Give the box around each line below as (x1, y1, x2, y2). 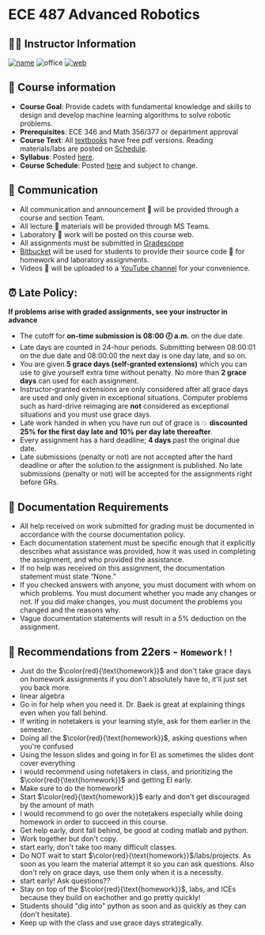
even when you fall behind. (19, 708, 108, 718)
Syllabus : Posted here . (19, 152, 95, 161)
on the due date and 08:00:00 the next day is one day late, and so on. (19, 351, 248, 360)
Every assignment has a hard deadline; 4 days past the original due (19, 435, 240, 445)
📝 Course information (8, 81, 116, 94)
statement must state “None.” (19, 571, 116, 582)
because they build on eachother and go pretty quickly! (19, 893, 201, 903)
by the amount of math (19, 801, 94, 810)
